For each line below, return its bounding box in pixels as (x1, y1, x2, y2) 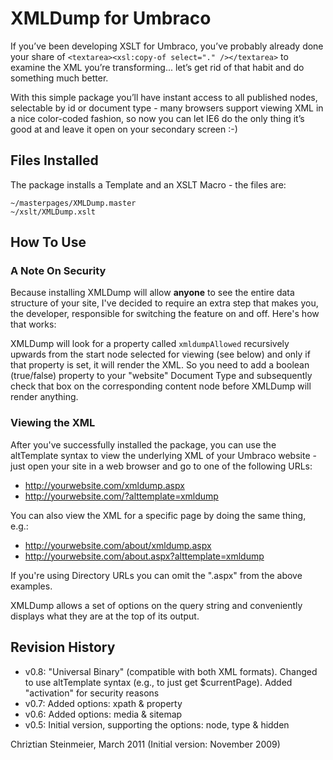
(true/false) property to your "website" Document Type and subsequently (10, 370, 313, 382)
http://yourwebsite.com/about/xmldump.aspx (24, 539, 212, 551)
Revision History (10, 639, 116, 656)
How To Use (10, 234, 87, 251)
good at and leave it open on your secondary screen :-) (10, 123, 238, 135)
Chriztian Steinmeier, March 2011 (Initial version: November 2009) (10, 738, 281, 750)
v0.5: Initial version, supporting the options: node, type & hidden (24, 718, 290, 731)
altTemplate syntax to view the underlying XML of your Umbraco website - (10, 449, 317, 461)
